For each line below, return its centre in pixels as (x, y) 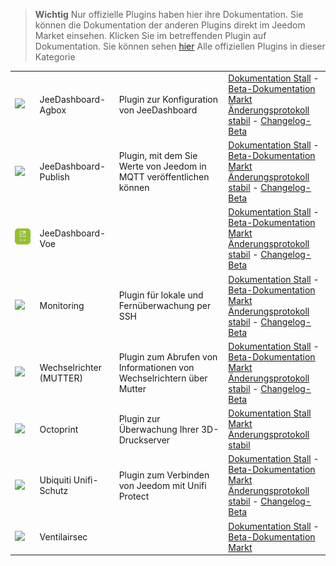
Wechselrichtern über (163, 378)
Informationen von (156, 367)
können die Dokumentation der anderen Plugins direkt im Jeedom (170, 25)
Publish (54, 177)
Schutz (54, 491)
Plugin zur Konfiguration (168, 99)
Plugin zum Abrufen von (168, 356)
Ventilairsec (63, 536)
